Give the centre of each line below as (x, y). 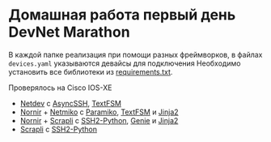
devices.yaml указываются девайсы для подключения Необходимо (125, 63)
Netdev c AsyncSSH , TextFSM (70, 103)
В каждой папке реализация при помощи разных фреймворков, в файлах (135, 54)
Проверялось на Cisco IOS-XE (60, 88)
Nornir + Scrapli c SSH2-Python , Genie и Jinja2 (99, 120)
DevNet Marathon (70, 32)
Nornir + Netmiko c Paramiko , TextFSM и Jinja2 (100, 112)
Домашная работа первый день (122, 15)
